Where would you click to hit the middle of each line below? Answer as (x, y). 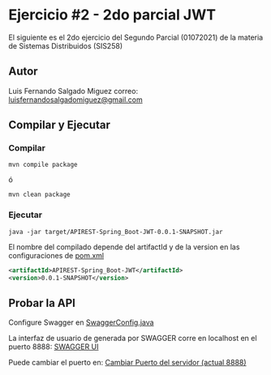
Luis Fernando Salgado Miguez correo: (73, 91)
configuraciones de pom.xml (56, 255)
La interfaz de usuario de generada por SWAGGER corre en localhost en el (133, 339)
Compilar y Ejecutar (60, 125)
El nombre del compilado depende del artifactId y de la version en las (124, 247)
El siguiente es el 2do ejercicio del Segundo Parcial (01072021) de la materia (136, 37)
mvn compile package (43, 165)
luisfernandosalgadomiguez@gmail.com (76, 100)
